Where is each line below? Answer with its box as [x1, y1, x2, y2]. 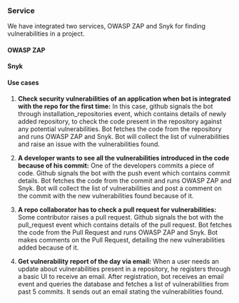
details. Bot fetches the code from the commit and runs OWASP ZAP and [17, 176, 232, 185]
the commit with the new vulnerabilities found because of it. [17, 191, 194, 200]
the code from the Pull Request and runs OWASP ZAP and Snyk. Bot [17, 227, 218, 237]
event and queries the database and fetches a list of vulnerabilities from [17, 279, 230, 288]
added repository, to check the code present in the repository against [17, 117, 223, 125]
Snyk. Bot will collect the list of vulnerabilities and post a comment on [17, 184, 223, 192]
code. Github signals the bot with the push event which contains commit [17, 168, 230, 177]
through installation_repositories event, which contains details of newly [17, 109, 227, 118]
